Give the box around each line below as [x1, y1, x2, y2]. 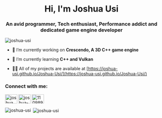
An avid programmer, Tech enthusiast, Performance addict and [5, 21, 158, 28]
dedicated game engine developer [40, 27, 123, 33]
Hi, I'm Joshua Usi [44, 3, 119, 15]
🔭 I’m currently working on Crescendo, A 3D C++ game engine [12, 47, 139, 53]
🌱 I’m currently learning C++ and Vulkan [12, 57, 94, 62]
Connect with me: [5, 83, 48, 90]
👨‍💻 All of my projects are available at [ [12, 66, 88, 72]
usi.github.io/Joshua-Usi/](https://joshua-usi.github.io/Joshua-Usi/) [12, 71, 147, 77]
